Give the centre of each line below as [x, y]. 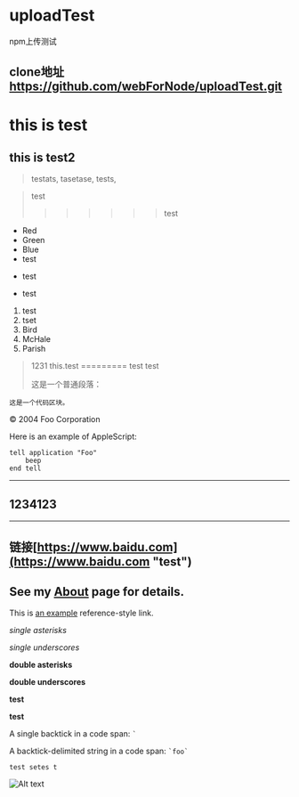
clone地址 [37, 72]
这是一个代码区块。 [39, 403]
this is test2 [42, 157]
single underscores [44, 647]
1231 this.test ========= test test [95, 366]
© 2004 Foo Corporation [55, 419]
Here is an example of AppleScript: [73, 436]
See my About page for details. [97, 592]
